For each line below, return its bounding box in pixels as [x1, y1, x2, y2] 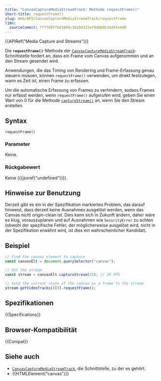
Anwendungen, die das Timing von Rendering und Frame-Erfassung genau [5, 67, 154, 73]
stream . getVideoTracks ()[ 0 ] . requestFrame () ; [5, 286, 96, 290]
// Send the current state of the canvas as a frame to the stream [5, 281, 144, 286]
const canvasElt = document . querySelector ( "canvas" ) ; [5, 259, 116, 264]
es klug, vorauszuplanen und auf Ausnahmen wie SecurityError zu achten [5, 217, 154, 223]
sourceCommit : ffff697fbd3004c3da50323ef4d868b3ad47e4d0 [9, 25, 127, 30]
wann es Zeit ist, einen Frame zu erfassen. [5, 78, 89, 84]
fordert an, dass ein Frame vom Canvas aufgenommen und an [30, 53, 154, 59]
